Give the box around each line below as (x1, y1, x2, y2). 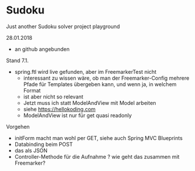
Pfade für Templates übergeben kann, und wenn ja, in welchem (23, 80, 177, 88)
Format (23, 87, 41, 94)
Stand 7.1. (6, 57, 29, 64)
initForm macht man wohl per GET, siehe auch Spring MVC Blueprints (14, 134, 183, 141)
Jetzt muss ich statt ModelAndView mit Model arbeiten (23, 99, 157, 106)
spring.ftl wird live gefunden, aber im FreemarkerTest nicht (14, 68, 157, 75)
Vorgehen (6, 123, 30, 130)
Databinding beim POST (14, 141, 73, 148)
